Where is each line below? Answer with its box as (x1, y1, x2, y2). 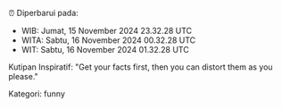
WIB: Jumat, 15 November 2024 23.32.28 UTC (21, 26, 193, 36)
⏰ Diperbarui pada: (8, 8, 79, 18)
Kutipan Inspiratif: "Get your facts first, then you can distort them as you (8, 62, 273, 72)
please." (8, 71, 39, 81)
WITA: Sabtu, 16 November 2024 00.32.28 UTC (21, 35, 196, 46)
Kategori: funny (8, 88, 66, 99)
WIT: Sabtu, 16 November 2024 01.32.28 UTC (21, 45, 189, 54)
